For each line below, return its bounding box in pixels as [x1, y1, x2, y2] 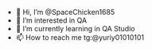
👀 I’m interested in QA [15, 16, 88, 25]
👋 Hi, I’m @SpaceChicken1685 [15, 8, 115, 16]
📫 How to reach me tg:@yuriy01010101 [15, 33, 145, 42]
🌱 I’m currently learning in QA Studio [15, 24, 135, 33]
